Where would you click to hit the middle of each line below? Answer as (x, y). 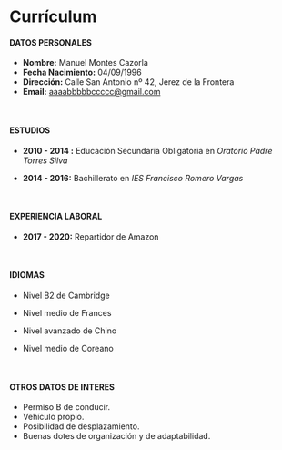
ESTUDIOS (30, 130)
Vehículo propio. (53, 417)
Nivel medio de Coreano (68, 348)
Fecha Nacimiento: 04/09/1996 (82, 72)
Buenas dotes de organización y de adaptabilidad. (116, 436)
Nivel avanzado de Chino (70, 331)
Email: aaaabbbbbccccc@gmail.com (91, 92)
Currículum (53, 17)
